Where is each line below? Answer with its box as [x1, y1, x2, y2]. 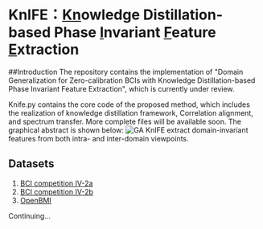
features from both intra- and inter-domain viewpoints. [8, 133, 189, 143]
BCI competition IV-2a [19, 178, 93, 188]
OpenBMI [19, 195, 52, 205]
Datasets [8, 157, 55, 171]
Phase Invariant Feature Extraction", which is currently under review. [8, 84, 235, 93]
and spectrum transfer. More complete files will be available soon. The [8, 117, 241, 126]
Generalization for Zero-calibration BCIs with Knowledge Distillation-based [8, 76, 256, 85]
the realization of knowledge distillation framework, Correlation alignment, [8, 108, 253, 117]
